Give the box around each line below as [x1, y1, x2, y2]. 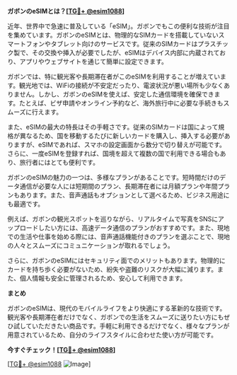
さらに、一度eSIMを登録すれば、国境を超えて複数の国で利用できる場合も [7, 149, 221, 158]
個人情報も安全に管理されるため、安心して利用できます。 [19, 274, 187, 282]
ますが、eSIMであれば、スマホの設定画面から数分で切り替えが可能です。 [13, 141, 226, 149]
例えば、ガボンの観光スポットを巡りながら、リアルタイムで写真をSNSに [7, 215, 219, 223]
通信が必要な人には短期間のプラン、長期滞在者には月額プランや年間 [19, 182, 218, 190]
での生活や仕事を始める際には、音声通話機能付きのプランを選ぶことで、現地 [7, 233, 231, 241]
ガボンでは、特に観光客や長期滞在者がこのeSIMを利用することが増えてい [7, 72, 221, 81]
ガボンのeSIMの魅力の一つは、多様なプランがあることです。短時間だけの [7, 173, 220, 181]
